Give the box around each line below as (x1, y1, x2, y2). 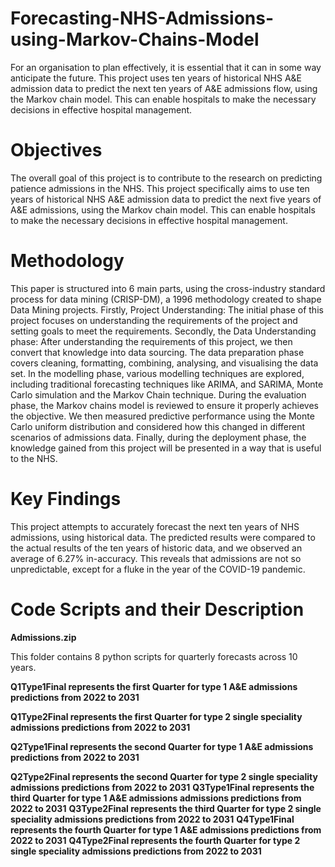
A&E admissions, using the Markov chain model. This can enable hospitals (10, 203, 316, 216)
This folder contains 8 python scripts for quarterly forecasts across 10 (10, 650, 298, 662)
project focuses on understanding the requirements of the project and (10, 314, 298, 326)
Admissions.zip (10, 631, 77, 643)
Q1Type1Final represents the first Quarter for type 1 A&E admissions (10, 680, 298, 692)
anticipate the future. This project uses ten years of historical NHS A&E (10, 72, 302, 84)
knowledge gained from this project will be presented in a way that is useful (10, 442, 322, 454)
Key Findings (10, 488, 122, 510)
